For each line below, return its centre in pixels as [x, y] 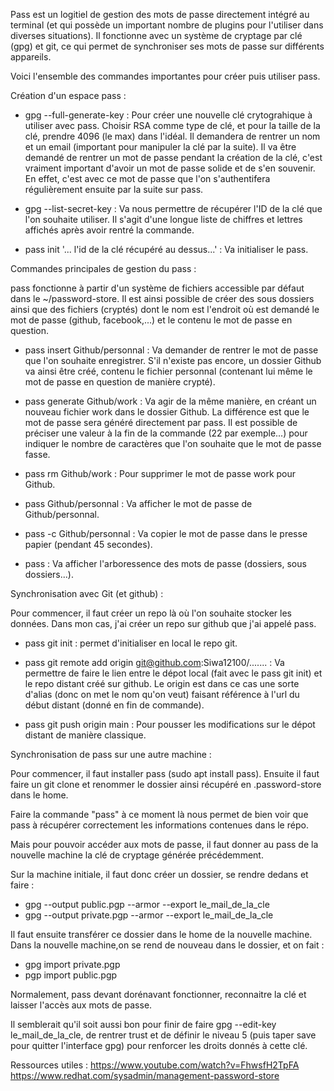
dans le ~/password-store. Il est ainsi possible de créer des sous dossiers [162, 298]
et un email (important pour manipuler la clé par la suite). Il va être [160, 147]
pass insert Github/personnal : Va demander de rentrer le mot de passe [171, 350]
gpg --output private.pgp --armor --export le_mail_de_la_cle [149, 915]
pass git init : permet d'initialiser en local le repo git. [131, 643]
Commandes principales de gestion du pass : [103, 268]
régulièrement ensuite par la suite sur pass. [114, 189]
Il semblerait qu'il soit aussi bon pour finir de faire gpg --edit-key [143, 1024]
